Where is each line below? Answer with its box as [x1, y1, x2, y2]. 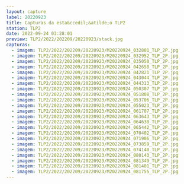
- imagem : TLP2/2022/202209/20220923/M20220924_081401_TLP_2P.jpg [11, 163, 179, 169]
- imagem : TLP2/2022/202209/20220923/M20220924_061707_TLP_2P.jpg [11, 108, 179, 114]
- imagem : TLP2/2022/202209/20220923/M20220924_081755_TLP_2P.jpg [11, 169, 179, 175]
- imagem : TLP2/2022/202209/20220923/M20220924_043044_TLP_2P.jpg [11, 75, 179, 81]
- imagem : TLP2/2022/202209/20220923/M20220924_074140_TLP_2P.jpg [11, 147, 179, 153]
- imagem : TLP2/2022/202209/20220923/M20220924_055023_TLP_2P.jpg [11, 102, 179, 109]
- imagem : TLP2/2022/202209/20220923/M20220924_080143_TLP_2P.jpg [11, 152, 179, 158]
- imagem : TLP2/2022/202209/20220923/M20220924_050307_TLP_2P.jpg [11, 86, 179, 92]
